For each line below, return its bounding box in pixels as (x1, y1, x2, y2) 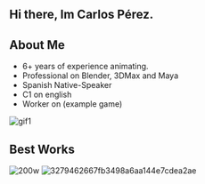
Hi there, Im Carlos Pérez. (9, 7, 154, 22)
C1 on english (21, 89, 72, 100)
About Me (9, 37, 65, 52)
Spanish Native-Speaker (21, 80, 112, 91)
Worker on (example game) (21, 99, 123, 109)
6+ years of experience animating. (21, 61, 149, 72)
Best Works (9, 141, 76, 156)
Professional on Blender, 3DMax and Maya (21, 70, 179, 81)
